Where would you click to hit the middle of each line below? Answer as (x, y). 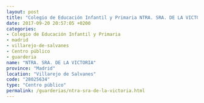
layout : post (23, 12)
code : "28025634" (28, 79)
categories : (21, 29)
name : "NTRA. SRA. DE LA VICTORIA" (51, 62)
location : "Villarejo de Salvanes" (51, 74)
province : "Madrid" (31, 68)
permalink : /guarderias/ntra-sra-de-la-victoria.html (76, 91)
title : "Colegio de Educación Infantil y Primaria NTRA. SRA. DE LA (95, 18)
